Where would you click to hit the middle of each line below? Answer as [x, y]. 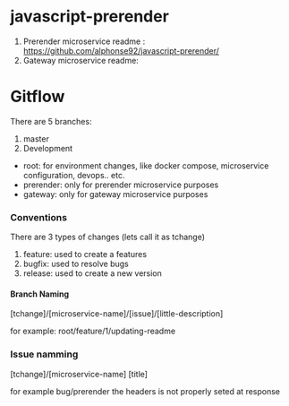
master [36, 138]
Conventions [39, 217]
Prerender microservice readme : [84, 41]
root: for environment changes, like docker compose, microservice [146, 165]
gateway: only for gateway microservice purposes [115, 194]
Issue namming [44, 354]
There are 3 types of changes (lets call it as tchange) [107, 237]
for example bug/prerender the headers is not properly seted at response [145, 391]
